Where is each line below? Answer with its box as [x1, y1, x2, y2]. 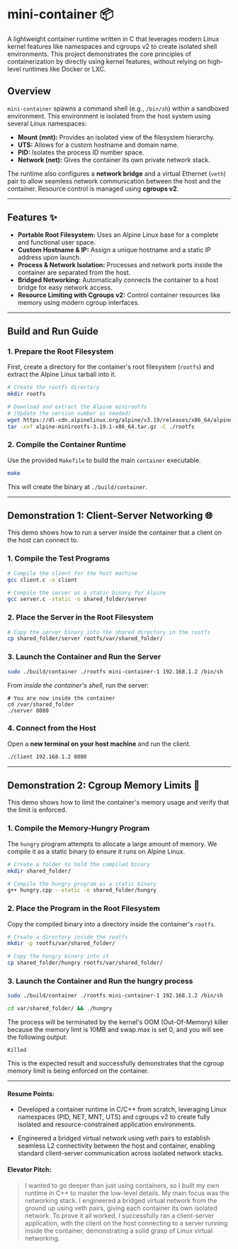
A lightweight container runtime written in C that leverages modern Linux [7, 34, 220, 43]
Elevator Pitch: [7, 1165, 52, 1174]
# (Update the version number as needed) [7, 410, 132, 417]
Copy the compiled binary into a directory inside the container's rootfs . [7, 919, 216, 928]
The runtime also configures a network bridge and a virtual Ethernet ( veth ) [7, 169, 227, 178]
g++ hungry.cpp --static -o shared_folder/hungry [7, 887, 157, 894]
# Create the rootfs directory [7, 384, 100, 391]
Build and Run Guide [7, 325, 99, 337]
